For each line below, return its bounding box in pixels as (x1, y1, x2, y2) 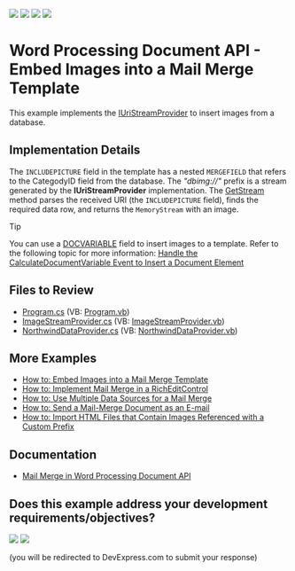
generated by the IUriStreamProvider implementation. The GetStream (9, 184, 265, 195)
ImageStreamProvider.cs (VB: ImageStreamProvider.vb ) (21, 316, 225, 326)
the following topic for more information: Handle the (9, 247, 198, 258)
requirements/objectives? (9, 510, 156, 525)
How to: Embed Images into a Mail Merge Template (21, 374, 209, 385)
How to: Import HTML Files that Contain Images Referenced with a (21, 412, 264, 423)
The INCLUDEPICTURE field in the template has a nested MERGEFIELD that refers (9, 166, 286, 176)
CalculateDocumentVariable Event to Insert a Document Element (9, 257, 245, 268)
